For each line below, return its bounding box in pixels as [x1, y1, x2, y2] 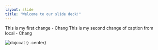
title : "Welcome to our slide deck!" [5, 12, 81, 17]
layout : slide [5, 7, 34, 12]
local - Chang [5, 30, 32, 36]
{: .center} [26, 39, 47, 45]
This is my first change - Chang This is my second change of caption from [5, 25, 154, 31]
